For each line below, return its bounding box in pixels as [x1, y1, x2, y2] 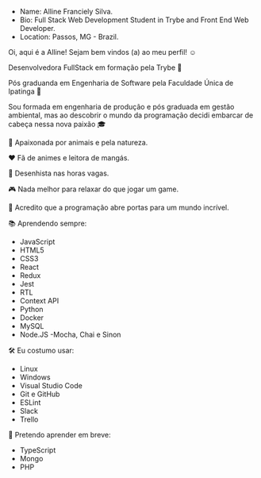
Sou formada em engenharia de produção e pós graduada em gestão [8, 102, 235, 111]
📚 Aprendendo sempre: [8, 218, 87, 228]
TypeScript [19, 445, 56, 455]
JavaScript [19, 237, 56, 246]
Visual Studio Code [19, 381, 83, 390]
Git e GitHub [19, 389, 60, 399]
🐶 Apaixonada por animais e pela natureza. [8, 138, 148, 147]
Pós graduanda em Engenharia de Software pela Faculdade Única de [8, 79, 234, 87]
